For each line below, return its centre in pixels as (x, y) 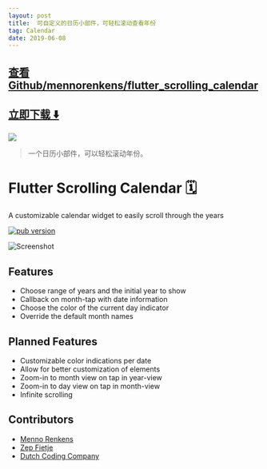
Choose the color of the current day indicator (94, 308)
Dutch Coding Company (60, 455)
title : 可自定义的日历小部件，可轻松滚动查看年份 (82, 23)
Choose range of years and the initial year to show (103, 291)
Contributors (41, 420)
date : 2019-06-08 (37, 38)
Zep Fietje (36, 447)
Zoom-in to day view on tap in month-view (90, 386)
